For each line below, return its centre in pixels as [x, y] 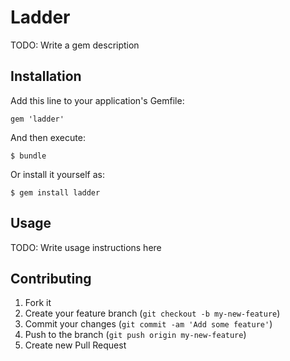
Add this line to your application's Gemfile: [97, 100]
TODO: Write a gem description [75, 45]
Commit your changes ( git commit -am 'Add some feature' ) [148, 324]
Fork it [38, 303]
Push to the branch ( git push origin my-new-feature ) [135, 335]
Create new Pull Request [75, 345]
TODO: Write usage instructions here [86, 247]
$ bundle [28, 156]
